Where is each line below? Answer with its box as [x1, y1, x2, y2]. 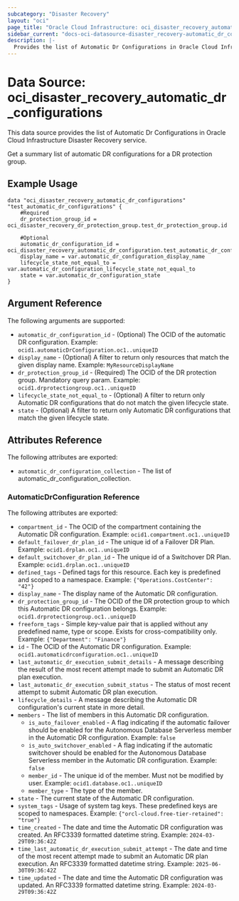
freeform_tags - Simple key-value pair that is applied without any [17, 619, 208, 628]
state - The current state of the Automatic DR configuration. [17, 793, 194, 803]
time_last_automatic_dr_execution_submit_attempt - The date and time [17, 844, 228, 852]
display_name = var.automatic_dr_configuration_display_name [20, 253, 205, 260]
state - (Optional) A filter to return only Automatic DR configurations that [17, 406, 231, 414]
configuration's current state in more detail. [17, 703, 145, 711]
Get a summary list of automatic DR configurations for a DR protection [7, 149, 213, 158]
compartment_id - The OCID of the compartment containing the [17, 522, 201, 531]
